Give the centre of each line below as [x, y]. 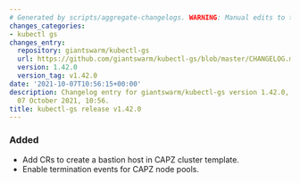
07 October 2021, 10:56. [63, 100]
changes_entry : [37, 42]
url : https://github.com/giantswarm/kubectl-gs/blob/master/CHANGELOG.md [157, 59]
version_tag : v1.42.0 [58, 76]
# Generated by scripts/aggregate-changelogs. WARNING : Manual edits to [147, 17]
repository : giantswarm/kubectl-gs [83, 51]
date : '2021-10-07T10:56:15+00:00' [75, 84]
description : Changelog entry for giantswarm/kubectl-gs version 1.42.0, [150, 92]
